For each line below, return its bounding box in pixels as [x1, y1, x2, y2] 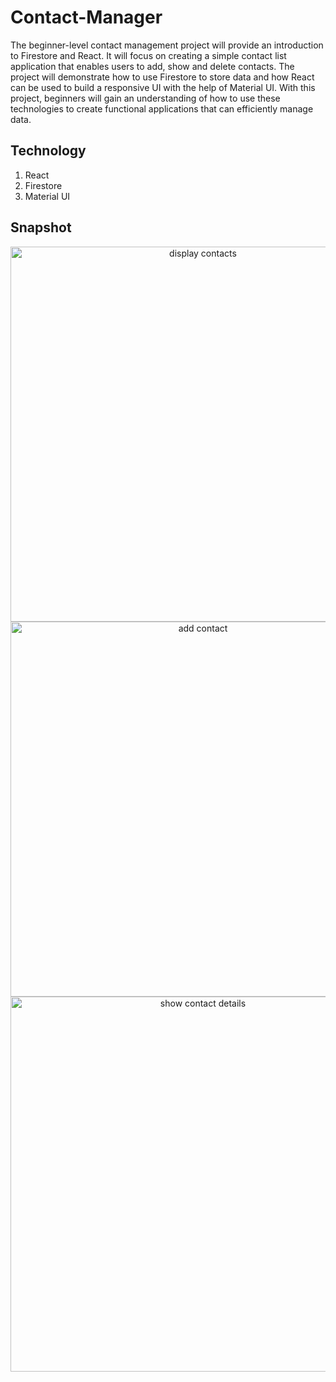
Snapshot [10, 219, 72, 236]
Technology [10, 142, 87, 160]
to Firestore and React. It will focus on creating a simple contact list [10, 49, 287, 61]
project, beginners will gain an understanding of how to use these [10, 92, 281, 104]
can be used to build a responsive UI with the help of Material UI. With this [10, 81, 316, 93]
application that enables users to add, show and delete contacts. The [10, 60, 295, 72]
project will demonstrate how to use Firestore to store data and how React [10, 71, 315, 83]
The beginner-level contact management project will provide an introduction [10, 39, 324, 51]
